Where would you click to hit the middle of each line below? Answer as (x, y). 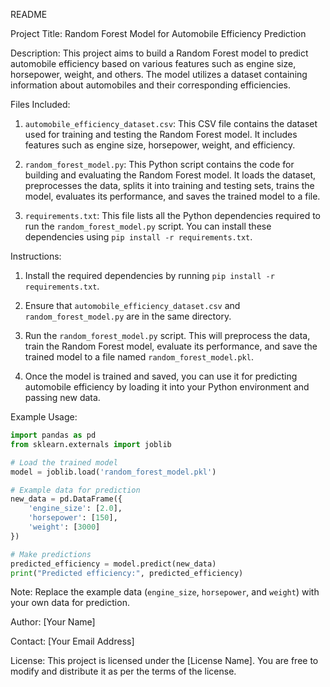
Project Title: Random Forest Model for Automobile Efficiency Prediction (158, 33)
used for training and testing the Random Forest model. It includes (161, 134)
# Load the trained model (64, 462)
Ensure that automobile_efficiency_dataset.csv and (132, 305)
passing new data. (62, 397)
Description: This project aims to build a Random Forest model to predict (159, 53)
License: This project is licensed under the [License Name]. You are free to (164, 661)
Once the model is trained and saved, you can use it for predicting (161, 376)
